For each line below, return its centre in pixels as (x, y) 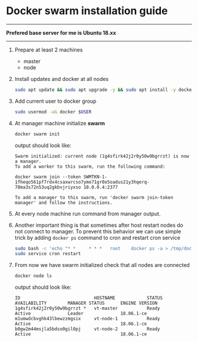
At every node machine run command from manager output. (88, 213)
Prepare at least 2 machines (49, 50)
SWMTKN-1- (95, 177)
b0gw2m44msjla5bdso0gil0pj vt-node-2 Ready (87, 329)
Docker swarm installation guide (87, 11)
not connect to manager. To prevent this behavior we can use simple (98, 231)
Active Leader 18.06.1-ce (81, 314)
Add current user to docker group (55, 101)
